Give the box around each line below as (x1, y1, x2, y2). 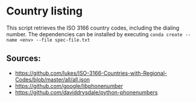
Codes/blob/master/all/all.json (14, 75, 90, 83)
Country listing (6, 4, 83, 18)
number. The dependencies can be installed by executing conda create (6, 30, 183, 37)
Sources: (6, 53, 41, 64)
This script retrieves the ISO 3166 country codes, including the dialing (6, 24, 180, 31)
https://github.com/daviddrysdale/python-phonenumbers (14, 89, 158, 96)
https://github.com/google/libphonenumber (14, 82, 124, 89)
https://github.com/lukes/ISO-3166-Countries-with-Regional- (14, 69, 168, 77)
